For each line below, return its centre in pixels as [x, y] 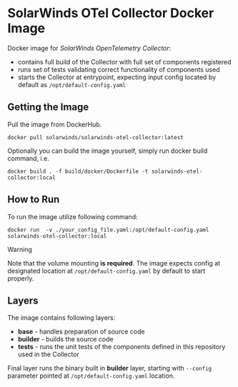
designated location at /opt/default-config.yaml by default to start [106, 271]
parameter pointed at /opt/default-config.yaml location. [91, 376]
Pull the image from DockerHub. [55, 124]
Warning [20, 249]
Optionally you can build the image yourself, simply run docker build [108, 151]
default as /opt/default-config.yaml [72, 84]
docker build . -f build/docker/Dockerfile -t [78, 171]
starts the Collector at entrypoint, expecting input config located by [117, 77]
